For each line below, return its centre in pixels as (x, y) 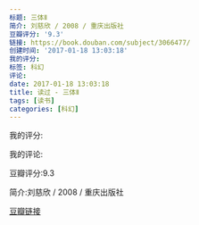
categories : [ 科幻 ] (44, 109)
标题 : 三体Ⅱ (28, 17)
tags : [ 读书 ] (32, 100)
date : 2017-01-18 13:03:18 (59, 84)
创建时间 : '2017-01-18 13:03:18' (69, 51)
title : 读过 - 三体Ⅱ (45, 92)
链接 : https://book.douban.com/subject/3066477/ (100, 42)
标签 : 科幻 (27, 68)
